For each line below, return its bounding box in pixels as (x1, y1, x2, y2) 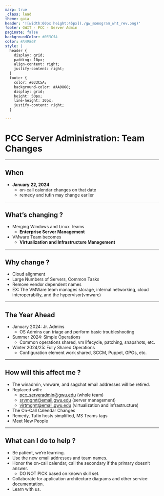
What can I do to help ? (5, 437, 76, 445)
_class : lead (5, 12, 32, 17)
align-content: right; (14, 62, 60, 67)
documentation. (12, 481, 44, 487)
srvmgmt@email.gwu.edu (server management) (19, 397, 116, 403)
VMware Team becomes (12, 234, 61, 240)
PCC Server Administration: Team (5, 133, 145, 144)
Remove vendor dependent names (12, 282, 82, 287)
